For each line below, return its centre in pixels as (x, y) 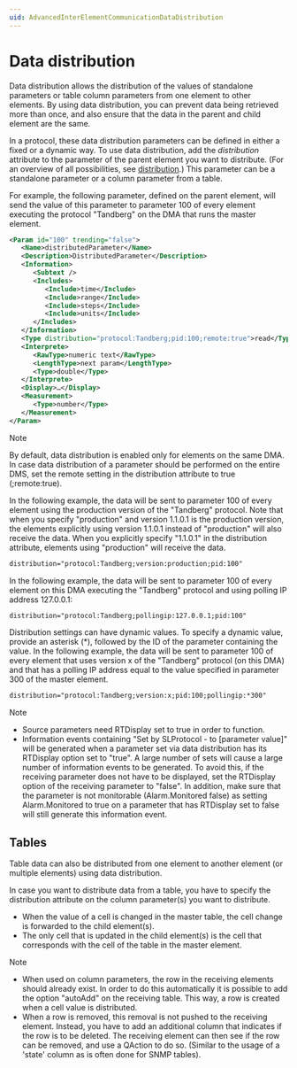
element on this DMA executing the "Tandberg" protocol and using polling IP (148, 590)
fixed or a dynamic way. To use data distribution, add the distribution (134, 150)
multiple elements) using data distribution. (86, 873)
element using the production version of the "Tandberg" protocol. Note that (146, 509)
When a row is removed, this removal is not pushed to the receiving (145, 1017)
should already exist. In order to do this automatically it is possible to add (155, 989)
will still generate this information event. (95, 815)
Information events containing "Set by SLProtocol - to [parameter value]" (155, 739)
